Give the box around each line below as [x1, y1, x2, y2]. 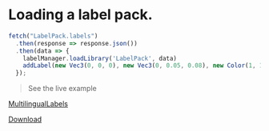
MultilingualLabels [8, 99, 68, 109]
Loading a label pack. [8, 6, 154, 24]
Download [8, 114, 42, 125]
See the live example [27, 84, 98, 93]
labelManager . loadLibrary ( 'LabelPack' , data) [22, 54, 178, 62]
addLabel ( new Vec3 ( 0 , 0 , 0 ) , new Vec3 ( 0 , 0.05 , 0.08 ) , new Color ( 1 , [22, 62, 256, 69]
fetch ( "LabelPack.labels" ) [8, 32, 98, 40]
